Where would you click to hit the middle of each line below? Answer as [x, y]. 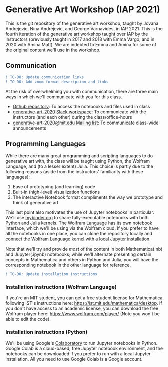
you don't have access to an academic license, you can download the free [82, 309]
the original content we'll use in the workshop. [53, 50]
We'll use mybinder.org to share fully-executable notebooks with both [77, 218]
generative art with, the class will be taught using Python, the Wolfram [78, 161]
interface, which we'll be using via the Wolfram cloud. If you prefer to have [82, 228]
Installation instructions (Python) [46, 332]
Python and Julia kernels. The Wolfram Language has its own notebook [79, 223]
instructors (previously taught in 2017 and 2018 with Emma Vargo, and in [80, 39]
